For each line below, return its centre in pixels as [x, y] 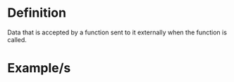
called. [17, 39]
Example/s [39, 68]
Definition [37, 13]
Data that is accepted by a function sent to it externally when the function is [117, 32]
